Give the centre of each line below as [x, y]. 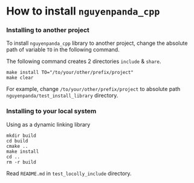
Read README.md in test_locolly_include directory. [69, 173]
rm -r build [21, 162]
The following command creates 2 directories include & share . [84, 61]
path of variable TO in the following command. [63, 50]
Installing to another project [48, 30]
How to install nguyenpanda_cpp [83, 11]
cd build [17, 141]
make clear [20, 78]
